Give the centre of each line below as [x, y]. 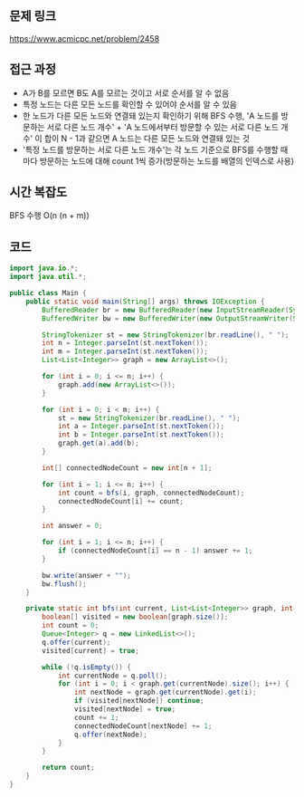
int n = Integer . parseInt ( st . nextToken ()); [125, 343]
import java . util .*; [48, 277]
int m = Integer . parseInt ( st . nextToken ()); [125, 351]
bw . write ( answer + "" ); [86, 575]
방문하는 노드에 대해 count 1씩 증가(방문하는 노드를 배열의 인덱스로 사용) [166, 160]
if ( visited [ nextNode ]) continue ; [139, 701]
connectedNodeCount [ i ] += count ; [120, 501]
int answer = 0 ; [72, 526]
